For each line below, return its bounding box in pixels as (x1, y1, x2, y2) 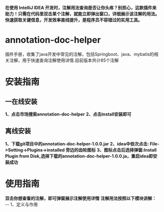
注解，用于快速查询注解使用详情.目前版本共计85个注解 (9, 57, 119, 63)
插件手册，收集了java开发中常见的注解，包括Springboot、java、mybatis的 (5, 51, 154, 57)
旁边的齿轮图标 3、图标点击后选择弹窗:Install (65, 147, 157, 153)
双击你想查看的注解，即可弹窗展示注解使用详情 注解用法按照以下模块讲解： (5, 195, 157, 201)
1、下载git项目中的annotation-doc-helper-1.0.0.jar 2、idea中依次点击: (5, 141, 149, 146)
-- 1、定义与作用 (5, 201, 38, 207)
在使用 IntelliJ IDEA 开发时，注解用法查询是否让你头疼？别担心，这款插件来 (5, 5, 157, 10)
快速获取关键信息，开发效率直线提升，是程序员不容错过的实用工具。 (5, 17, 142, 23)
